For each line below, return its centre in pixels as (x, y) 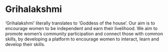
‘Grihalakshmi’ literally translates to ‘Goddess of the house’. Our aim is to (80, 23)
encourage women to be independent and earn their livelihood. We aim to (81, 28)
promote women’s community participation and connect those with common (84, 33)
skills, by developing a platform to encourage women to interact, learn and (82, 39)
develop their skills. (25, 44)
